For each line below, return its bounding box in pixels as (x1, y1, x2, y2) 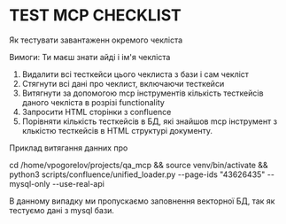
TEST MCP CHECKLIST (9, 5, 182, 26)
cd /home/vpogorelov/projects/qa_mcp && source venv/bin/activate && (9, 159, 268, 170)
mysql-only (9, 178, 50, 189)
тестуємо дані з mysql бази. (9, 205, 115, 215)
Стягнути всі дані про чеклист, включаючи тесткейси (21, 78, 225, 89)
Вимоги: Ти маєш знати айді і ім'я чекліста (9, 51, 171, 62)
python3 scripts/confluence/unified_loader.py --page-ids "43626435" (9, 169, 266, 180)
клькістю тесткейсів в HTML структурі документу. (21, 125, 213, 135)
